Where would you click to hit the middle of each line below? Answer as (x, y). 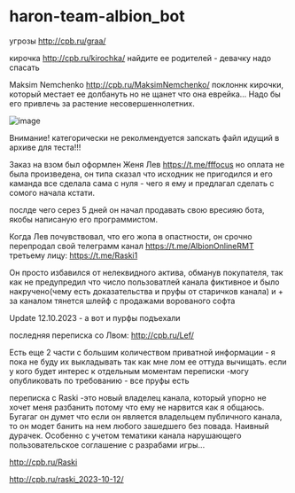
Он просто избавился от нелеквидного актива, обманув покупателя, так (146, 272)
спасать (24, 67)
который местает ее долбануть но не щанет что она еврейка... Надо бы (145, 94)
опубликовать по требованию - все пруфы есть (99, 380)
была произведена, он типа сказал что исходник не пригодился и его (141, 174)
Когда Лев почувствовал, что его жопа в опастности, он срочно (131, 236)
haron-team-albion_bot (97, 16)
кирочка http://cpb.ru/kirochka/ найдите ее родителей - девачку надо (140, 58)
